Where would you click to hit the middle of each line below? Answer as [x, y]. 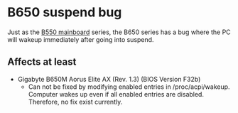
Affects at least [42, 62]
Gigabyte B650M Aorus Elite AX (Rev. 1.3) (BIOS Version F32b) [109, 79]
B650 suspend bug [65, 12]
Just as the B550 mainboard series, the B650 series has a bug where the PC [119, 32]
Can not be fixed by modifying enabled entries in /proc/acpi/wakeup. [129, 87]
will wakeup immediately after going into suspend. [81, 39]
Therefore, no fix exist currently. [75, 102]
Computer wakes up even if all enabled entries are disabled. [116, 94]
